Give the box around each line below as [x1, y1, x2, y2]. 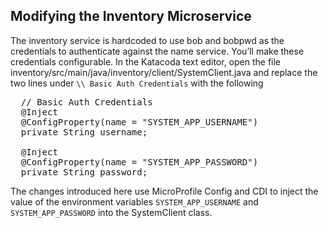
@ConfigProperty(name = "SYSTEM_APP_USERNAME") [20, 116, 259, 128]
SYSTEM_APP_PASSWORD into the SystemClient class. [10, 206, 213, 218]
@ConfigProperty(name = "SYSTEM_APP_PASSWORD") [20, 156, 259, 168]
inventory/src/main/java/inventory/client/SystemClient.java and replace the [10, 66, 318, 78]
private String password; [20, 166, 148, 178]
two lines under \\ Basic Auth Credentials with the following [10, 77, 264, 89]
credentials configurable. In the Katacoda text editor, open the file [10, 55, 282, 68]
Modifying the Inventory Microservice [10, 8, 252, 25]
